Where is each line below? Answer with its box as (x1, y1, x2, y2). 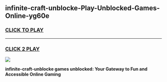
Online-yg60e (5, 12, 50, 20)
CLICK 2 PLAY (5, 45, 40, 52)
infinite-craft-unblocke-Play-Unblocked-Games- (5, 4, 160, 12)
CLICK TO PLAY (5, 27, 44, 34)
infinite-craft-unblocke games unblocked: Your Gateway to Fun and (5, 66, 148, 72)
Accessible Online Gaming (5, 71, 61, 77)
